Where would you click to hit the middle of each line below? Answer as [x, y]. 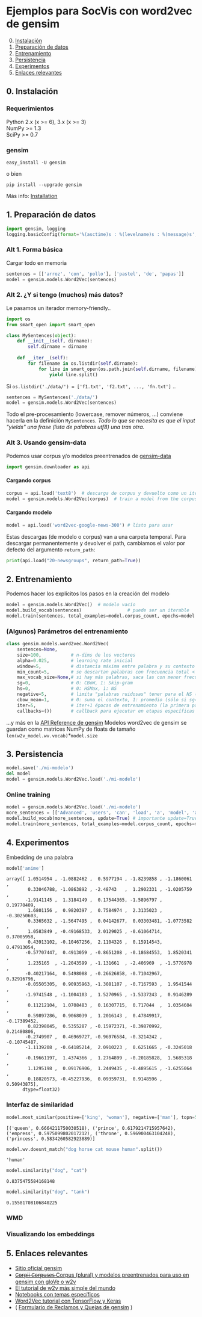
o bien [14, 173]
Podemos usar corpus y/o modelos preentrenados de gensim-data [89, 456]
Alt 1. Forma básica [35, 250]
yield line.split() [73, 374]
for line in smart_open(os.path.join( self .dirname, [104, 369]
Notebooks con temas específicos [57, 1294]
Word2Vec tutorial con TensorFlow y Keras [68, 1301]
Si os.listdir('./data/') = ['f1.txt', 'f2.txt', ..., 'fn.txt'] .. [91, 386]
